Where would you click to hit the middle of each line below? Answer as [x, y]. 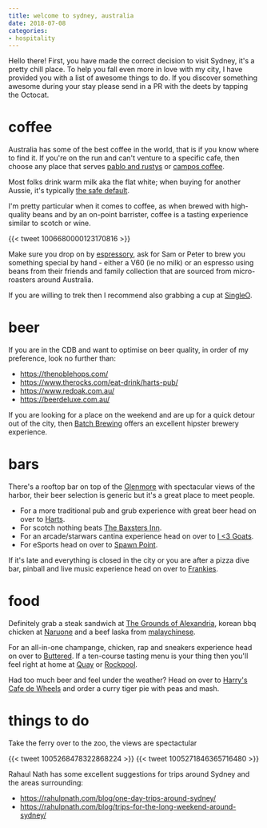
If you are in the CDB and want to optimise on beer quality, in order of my [129, 350]
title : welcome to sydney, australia [71, 16]
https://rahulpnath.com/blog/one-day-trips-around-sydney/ [118, 798]
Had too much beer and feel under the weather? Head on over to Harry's [128, 680]
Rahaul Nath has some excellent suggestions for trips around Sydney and [129, 773]
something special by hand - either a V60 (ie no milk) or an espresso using [131, 263]
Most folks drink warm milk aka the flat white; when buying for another [125, 182]
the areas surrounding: [46, 782]
